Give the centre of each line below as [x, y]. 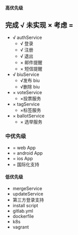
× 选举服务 [31, 122]
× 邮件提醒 [31, 63]
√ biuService [26, 75]
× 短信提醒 [31, 69]
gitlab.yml [23, 211]
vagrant [21, 227]
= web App [24, 148]
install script [25, 205]
